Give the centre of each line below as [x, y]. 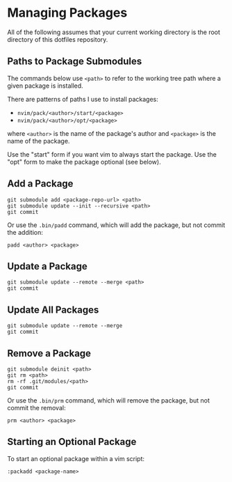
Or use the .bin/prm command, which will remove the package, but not [109, 401]
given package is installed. [45, 86]
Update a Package [48, 266]
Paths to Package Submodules [75, 62]
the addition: [25, 232]
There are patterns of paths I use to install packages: [83, 99]
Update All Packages [53, 310]
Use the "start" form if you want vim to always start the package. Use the [112, 154]
